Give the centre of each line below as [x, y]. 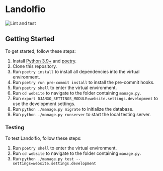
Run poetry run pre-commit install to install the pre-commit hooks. [84, 82]
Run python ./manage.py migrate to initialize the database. [73, 109]
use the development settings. [44, 104]
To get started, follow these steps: [41, 51]
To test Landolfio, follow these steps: [44, 138]
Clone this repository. [35, 66]
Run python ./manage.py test [43, 159]
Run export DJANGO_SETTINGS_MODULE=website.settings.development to [85, 98]
